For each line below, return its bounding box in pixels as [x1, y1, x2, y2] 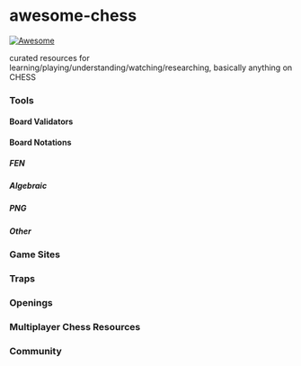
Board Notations [9, 137, 72, 148]
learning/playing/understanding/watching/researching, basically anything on [9, 62, 293, 73]
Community [9, 344, 62, 357]
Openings [9, 296, 53, 308]
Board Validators [9, 116, 74, 127]
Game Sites [9, 248, 61, 261]
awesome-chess [9, 5, 137, 26]
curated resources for [9, 52, 90, 63]
